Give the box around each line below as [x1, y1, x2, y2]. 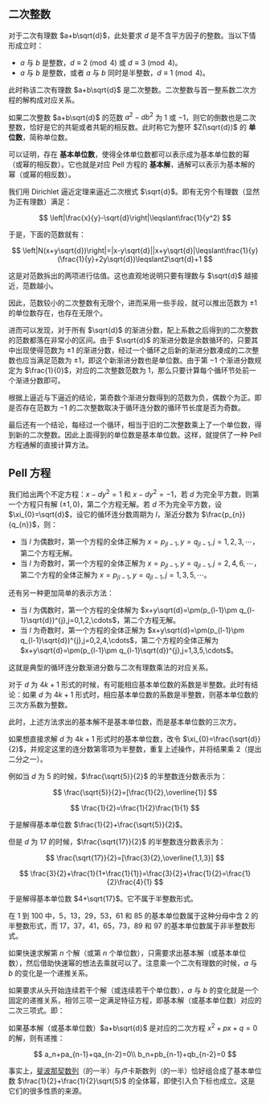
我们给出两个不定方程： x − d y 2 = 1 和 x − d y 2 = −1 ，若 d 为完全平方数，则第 [8, 488, 260, 499]
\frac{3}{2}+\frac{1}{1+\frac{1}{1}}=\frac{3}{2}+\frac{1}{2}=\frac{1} [30, 869, 252, 878]
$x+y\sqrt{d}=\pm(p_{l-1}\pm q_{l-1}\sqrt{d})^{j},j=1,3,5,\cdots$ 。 [19, 645, 239, 655]
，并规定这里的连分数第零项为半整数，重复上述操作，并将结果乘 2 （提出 [22, 744, 262, 754]
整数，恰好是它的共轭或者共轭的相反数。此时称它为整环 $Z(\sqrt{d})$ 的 [8, 122, 247, 132]
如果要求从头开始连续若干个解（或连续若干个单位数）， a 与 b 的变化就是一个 [8, 985, 259, 995]
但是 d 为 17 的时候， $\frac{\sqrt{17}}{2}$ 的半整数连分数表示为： [8, 837, 227, 847]
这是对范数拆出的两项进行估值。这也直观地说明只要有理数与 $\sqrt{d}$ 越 [8, 271, 252, 280]
